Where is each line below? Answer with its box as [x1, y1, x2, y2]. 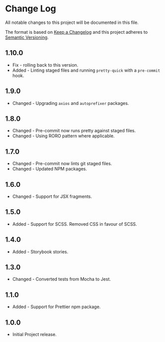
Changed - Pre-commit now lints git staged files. [12, 161, 112, 167]
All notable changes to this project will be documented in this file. [5, 19, 139, 25]
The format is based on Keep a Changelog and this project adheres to [5, 29, 148, 35]
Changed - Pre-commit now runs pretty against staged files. [12, 128, 136, 134]
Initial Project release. [12, 332, 57, 338]
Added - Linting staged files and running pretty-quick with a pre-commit [12, 67, 161, 73]
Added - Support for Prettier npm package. [12, 304, 101, 310]
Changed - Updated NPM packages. [12, 166, 87, 172]
